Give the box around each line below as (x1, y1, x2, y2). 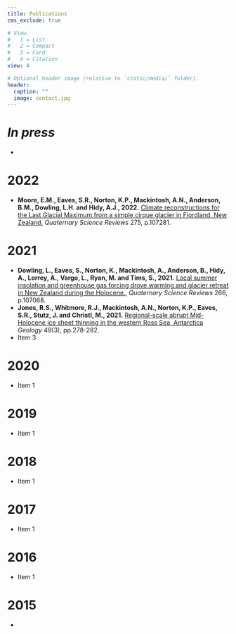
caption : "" (13, 88, 49, 95)
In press (7, 124, 55, 141)
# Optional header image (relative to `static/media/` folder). (7, 75, 199, 82)
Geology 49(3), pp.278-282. (17, 326, 100, 335)
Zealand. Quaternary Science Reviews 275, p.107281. (17, 219, 171, 227)
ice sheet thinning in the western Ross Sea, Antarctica (46, 318, 204, 327)
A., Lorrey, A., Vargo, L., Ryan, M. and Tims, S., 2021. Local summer (17, 273, 218, 282)
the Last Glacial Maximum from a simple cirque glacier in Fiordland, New (17, 211, 227, 219)
